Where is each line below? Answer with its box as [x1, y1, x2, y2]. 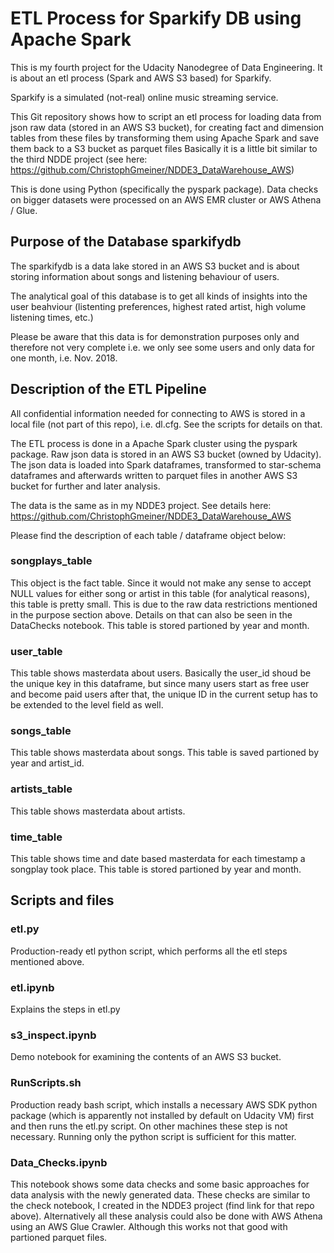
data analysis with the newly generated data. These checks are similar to [10, 1188, 311, 1201]
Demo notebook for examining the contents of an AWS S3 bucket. [10, 1051, 282, 1063]
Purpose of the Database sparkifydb [10, 233, 242, 251]
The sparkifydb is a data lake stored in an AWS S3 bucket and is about [10, 260, 300, 272]
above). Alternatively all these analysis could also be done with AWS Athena [10, 1210, 323, 1222]
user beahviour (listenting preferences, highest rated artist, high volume [10, 300, 307, 312]
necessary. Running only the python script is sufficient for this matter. [10, 1130, 297, 1142]
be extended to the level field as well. [10, 699, 164, 711]
